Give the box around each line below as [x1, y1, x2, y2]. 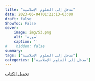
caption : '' [14, 39, 38, 44]
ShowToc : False [5, 21, 36, 26]
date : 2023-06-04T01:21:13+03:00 [5, 12, 73, 17]
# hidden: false [5, 44, 45, 49]
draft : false [5, 16, 32, 21]
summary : [5, 48, 23, 53]
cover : [5, 26, 19, 30]
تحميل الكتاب [5, 71, 29, 77]
